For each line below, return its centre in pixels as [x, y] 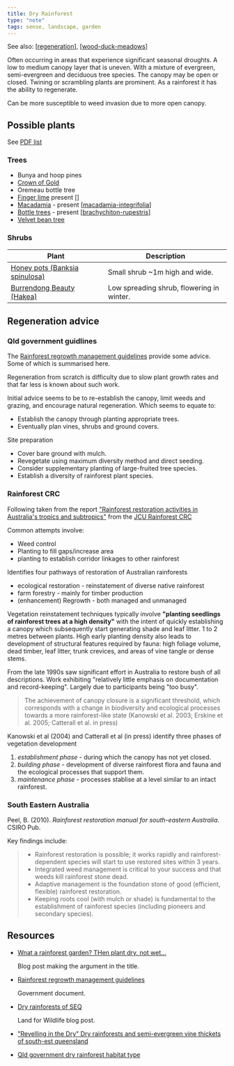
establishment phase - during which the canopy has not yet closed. [114, 757]
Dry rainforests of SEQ [49, 1007]
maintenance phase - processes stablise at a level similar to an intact [117, 779]
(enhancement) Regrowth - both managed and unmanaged [102, 600]
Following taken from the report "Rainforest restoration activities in [103, 509]
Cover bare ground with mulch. [62, 454]
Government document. [51, 993]
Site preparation [30, 440]
